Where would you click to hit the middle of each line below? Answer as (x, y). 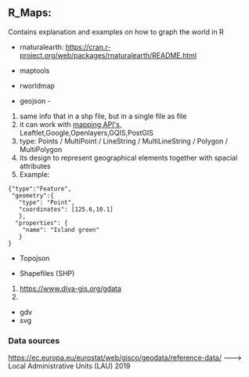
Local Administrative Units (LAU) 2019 (69, 366)
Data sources (34, 340)
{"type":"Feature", (40, 188)
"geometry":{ (33, 195)
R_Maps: (30, 13)
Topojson (34, 258)
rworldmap (37, 85)
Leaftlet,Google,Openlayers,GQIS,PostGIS (87, 132)
